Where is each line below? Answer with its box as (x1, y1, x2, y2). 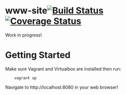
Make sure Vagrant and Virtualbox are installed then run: (5, 66, 121, 72)
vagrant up (14, 75, 37, 81)
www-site (5, 5, 47, 16)
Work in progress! (5, 32, 42, 38)
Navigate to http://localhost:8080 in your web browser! (5, 84, 118, 90)
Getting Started (5, 50, 71, 61)
